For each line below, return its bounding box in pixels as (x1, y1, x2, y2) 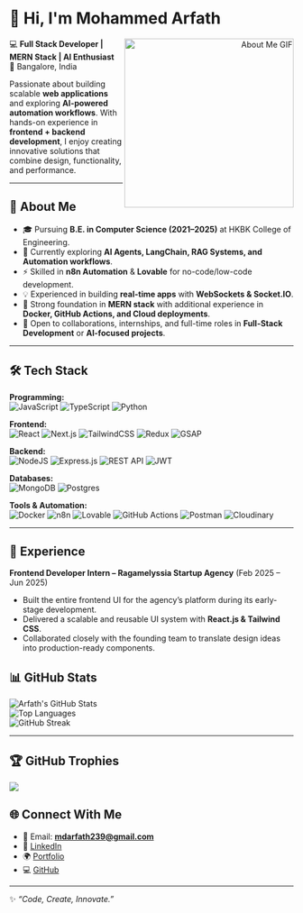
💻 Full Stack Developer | (9, 38, 104, 49)
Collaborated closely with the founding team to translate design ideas (22, 633, 281, 644)
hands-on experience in (9, 116, 98, 127)
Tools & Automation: (9, 499, 87, 510)
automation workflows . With (9, 107, 117, 118)
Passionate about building (9, 78, 106, 89)
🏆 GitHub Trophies (9, 753, 120, 769)
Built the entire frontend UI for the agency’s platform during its (22, 595, 253, 606)
